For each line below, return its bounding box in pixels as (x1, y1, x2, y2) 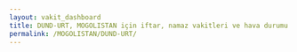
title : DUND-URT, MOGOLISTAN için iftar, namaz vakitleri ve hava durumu (9, 21, 289, 30)
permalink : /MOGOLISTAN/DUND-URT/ (9, 29, 138, 38)
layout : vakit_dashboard (9, 12, 101, 22)
